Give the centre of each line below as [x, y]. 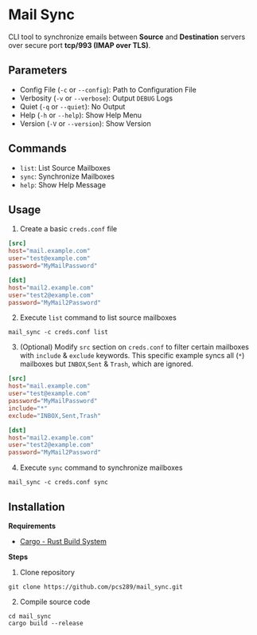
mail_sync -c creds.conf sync [58, 483]
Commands [38, 149]
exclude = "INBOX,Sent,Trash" [55, 416]
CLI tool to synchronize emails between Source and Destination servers [127, 37]
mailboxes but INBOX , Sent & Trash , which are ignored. [106, 364]
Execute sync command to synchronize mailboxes [101, 467]
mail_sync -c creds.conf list [58, 333]
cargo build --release [46, 623]
